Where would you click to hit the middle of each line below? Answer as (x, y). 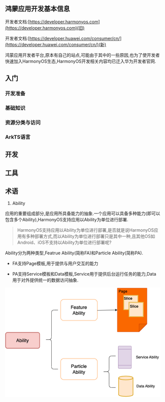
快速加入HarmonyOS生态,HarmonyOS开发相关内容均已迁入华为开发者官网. (81, 61)
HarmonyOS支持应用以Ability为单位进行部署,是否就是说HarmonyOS (85, 230)
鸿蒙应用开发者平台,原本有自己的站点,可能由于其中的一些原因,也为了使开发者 (82, 55)
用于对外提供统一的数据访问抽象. (45, 280)
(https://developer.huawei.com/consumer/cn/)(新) (56, 44)
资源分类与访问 (23, 122)
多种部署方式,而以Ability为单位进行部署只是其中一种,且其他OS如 (90, 237)
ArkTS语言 (18, 137)
